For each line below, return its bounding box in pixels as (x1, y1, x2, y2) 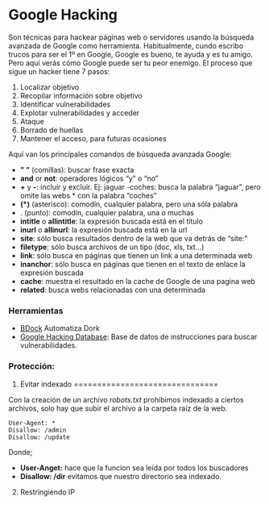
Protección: (8, 361, 55, 372)
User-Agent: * (8, 419, 56, 427)
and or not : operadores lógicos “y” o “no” (19, 173, 159, 183)
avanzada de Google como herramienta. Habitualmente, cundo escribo (8, 40, 244, 50)
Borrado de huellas (19, 125, 84, 135)
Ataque (19, 116, 44, 126)
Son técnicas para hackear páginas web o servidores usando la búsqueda (8, 32, 255, 42)
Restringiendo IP (19, 486, 75, 497)
